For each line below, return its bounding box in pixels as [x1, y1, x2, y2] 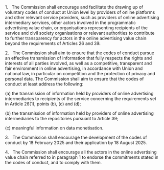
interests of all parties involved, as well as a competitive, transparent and [5, 61, 152, 66]
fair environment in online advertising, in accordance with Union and [5, 65, 143, 71]
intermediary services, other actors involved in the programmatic [5, 20, 136, 25]
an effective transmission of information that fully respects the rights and [5, 55, 152, 61]
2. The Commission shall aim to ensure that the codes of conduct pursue [5, 50, 154, 56]
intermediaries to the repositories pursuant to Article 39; [5, 116, 118, 121]
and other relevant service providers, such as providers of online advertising [5, 15, 160, 20]
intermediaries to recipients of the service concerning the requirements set [5, 96, 157, 102]
